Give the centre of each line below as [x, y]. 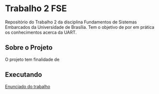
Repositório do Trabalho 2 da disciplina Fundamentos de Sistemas [71, 22]
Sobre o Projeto [29, 47]
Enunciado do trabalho [28, 86]
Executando [24, 75]
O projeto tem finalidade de [32, 59]
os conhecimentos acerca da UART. [41, 32]
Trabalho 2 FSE [36, 9]
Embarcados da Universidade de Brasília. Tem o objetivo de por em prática [80, 27]
